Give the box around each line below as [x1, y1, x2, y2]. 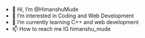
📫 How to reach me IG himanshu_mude [11, 25, 111, 33]
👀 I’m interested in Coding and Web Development [11, 12, 134, 19]
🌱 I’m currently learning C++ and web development [11, 19, 139, 25]
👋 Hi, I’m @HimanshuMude [11, 6, 79, 13]
